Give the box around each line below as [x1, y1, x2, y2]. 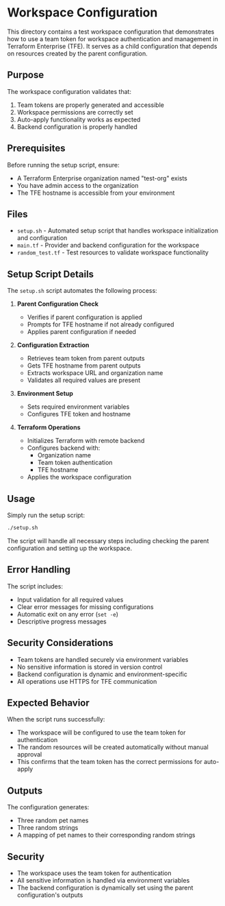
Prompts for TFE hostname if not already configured [27, 320, 174, 329]
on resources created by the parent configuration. [7, 49, 148, 58]
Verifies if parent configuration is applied [27, 313, 142, 322]
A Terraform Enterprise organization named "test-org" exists [16, 174, 188, 182]
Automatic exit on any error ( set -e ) [16, 610, 118, 618]
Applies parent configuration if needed [27, 328, 137, 336]
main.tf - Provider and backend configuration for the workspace [16, 241, 200, 250]
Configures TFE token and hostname [27, 410, 131, 418]
